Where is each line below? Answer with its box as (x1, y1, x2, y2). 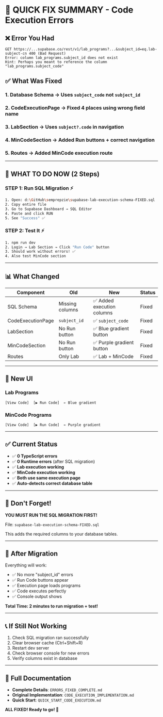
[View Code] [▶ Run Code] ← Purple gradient (5, 423, 101, 427)
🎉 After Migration (5, 550, 58, 558)
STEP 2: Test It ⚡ (5, 228, 45, 234)
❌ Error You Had (5, 34, 54, 42)
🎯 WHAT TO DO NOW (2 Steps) (5, 170, 100, 178)
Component (16, 289, 45, 296)
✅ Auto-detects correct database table (12, 480, 93, 486)
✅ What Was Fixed (5, 77, 62, 85)
